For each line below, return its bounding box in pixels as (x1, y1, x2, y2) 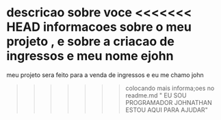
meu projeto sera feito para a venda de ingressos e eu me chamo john (6, 70, 205, 79)
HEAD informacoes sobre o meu (6, 19, 192, 35)
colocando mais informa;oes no (125, 84, 215, 92)
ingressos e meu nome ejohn (6, 48, 174, 64)
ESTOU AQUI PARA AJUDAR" (125, 106, 208, 114)
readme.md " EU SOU (125, 91, 187, 100)
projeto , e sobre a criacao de (6, 34, 175, 49)
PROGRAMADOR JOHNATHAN (125, 98, 213, 106)
